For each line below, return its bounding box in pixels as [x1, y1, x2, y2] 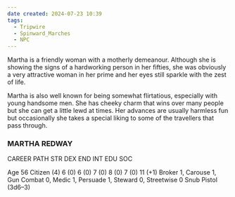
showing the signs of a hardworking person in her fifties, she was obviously [7, 63, 227, 72]
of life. [7, 78, 26, 86]
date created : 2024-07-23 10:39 [7, 10, 102, 18]
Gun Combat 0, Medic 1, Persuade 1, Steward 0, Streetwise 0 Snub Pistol [7, 176, 218, 184]
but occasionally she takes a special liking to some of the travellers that [7, 114, 215, 123]
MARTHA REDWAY [7, 139, 73, 149]
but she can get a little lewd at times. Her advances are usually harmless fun [7, 107, 229, 115]
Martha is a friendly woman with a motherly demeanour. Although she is [7, 55, 216, 64]
